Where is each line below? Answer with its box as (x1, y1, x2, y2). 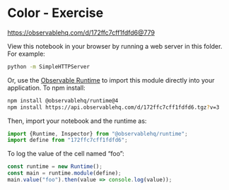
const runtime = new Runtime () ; (7, 163, 102, 170)
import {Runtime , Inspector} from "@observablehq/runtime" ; (7, 130, 189, 137)
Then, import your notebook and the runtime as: (7, 117, 147, 125)
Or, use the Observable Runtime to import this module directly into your (7, 76, 215, 84)
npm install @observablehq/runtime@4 (7, 97, 119, 104)
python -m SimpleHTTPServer (7, 63, 90, 70)
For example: (7, 49, 46, 58)
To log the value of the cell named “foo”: (7, 150, 125, 158)
